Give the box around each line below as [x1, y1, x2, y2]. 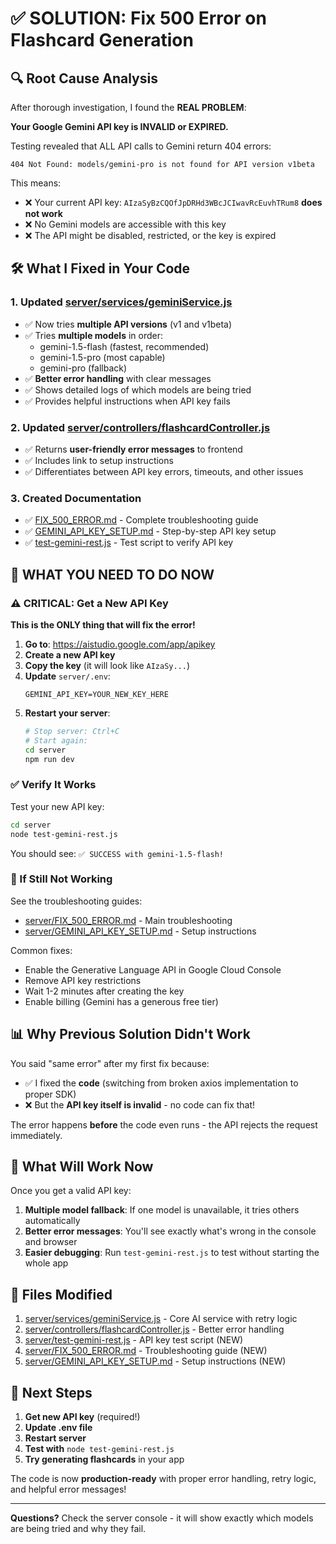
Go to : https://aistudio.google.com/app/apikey [24, 638, 216, 650]
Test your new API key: [10, 800, 105, 812]
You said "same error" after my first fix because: [10, 1057, 210, 1069]
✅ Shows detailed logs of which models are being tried [24, 383, 252, 396]
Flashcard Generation [10, 29, 194, 52]
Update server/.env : [24, 670, 111, 682]
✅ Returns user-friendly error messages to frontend [24, 443, 243, 455]
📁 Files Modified [10, 1286, 113, 1303]
